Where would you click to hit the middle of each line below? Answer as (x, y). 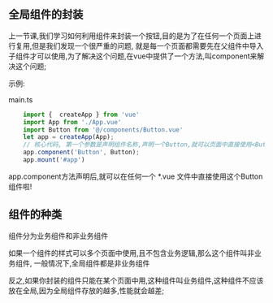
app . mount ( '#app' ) (54, 160)
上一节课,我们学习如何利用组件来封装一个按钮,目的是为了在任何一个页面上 (132, 36)
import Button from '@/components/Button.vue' (103, 130)
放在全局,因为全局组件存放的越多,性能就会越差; (87, 290)
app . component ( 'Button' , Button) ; (81, 153)
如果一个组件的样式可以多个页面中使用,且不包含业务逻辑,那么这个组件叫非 (132, 253)
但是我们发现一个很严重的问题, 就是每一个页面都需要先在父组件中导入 (148, 45)
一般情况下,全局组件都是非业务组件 (92, 263)
